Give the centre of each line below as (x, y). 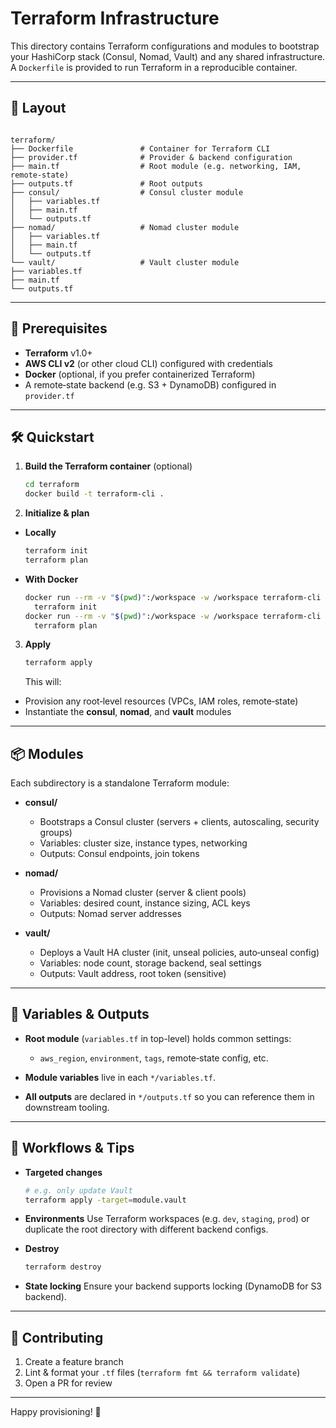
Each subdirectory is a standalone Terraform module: (120, 783)
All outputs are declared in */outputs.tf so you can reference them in (169, 1096)
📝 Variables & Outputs (80, 1014)
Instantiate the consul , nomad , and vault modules (128, 712)
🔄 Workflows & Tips (72, 1148)
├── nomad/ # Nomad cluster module (125, 227)
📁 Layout (38, 108)
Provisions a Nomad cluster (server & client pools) (143, 893)
